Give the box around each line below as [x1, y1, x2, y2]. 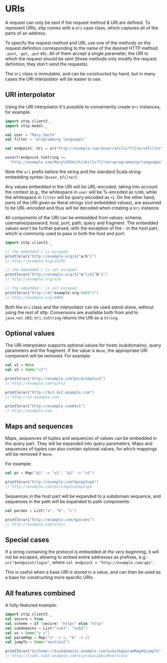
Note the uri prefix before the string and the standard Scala [5, 168, 128, 175]
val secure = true [5, 617, 43, 622]
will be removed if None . [5, 451, 53, 457]
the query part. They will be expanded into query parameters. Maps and [5, 440, 153, 447]
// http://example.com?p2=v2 [5, 381, 66, 386]
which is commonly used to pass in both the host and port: [5, 230, 125, 236]
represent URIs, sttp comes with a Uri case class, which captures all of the [5, 24, 158, 30]
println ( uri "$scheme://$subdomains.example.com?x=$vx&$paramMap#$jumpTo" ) [5, 649, 164, 654]
